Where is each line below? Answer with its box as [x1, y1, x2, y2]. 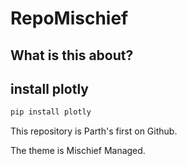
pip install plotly [10, 107, 92, 117]
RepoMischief [10, 7, 129, 30]
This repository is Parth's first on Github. [10, 125, 178, 137]
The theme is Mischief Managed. [10, 145, 146, 157]
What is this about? [10, 47, 134, 64]
